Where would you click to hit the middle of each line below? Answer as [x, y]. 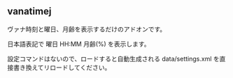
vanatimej [29, 11]
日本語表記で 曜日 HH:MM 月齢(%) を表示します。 [79, 44]
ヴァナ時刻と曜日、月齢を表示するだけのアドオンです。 [87, 29]
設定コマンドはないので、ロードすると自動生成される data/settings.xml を [113, 58]
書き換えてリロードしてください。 [62, 67]
